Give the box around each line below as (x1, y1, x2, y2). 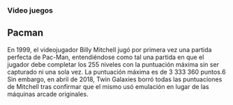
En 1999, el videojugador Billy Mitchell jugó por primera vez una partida (7, 45, 212, 54)
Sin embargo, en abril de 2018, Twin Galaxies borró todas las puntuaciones (7, 75, 223, 83)
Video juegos (7, 6, 54, 15)
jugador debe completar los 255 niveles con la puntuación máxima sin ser (7, 60, 220, 68)
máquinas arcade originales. (7, 90, 89, 98)
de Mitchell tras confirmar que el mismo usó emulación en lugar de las (7, 82, 209, 90)
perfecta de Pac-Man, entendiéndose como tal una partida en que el (7, 53, 204, 61)
